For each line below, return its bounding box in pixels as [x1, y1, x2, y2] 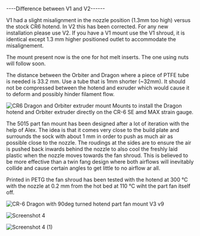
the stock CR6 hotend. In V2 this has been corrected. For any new [6, 23, 168, 30]
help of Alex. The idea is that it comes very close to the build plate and [6, 127, 180, 133]
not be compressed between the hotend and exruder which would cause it [6, 84, 190, 91]
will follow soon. [6, 60, 46, 67]
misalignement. [6, 42, 44, 49]
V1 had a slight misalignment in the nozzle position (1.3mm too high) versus [6, 17, 191, 23]
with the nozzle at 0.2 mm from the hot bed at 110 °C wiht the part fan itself [6, 182, 191, 189]
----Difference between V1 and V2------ [6, 5, 106, 12]
